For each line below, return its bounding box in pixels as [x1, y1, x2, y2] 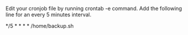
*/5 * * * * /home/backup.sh [5, 23, 74, 29]
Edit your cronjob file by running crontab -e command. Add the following [5, 5, 183, 12]
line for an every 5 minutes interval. [5, 11, 92, 18]
